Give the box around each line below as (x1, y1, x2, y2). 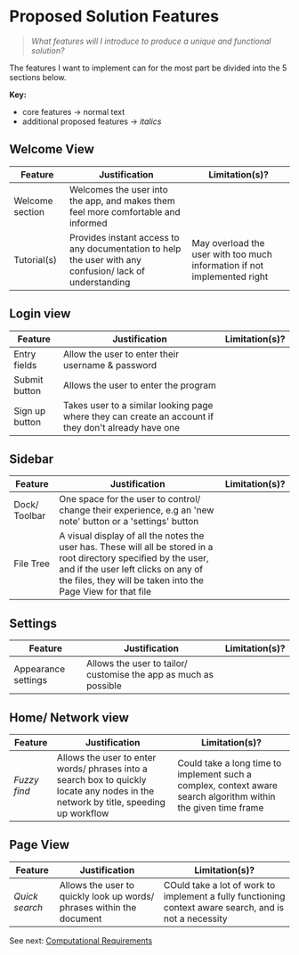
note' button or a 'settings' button (59, 515, 199, 528)
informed (69, 217, 108, 229)
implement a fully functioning (163, 890, 286, 902)
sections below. (9, 71, 67, 82)
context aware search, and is (163, 901, 285, 913)
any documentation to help (69, 243, 182, 255)
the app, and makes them (69, 194, 175, 207)
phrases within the (59, 901, 137, 913)
